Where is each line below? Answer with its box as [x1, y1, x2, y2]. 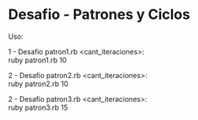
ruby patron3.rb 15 [8, 103, 69, 112]
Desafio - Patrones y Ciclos [8, 6, 191, 24]
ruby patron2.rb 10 [8, 79, 69, 88]
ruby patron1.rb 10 [8, 55, 67, 65]
